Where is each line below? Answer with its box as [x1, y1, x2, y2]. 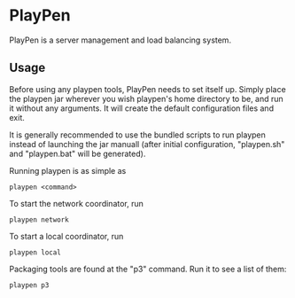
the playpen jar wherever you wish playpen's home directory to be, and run [9, 93, 283, 104]
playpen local [9, 247, 62, 257]
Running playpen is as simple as [9, 165, 127, 176]
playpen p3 [9, 280, 50, 289]
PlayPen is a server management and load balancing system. [9, 35, 232, 45]
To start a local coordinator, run [9, 231, 124, 241]
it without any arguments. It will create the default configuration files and [9, 103, 275, 114]
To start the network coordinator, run [9, 198, 144, 208]
